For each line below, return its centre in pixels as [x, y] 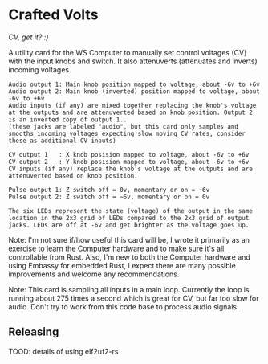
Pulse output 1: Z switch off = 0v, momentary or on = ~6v [109, 190]
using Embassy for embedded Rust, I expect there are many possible [122, 265]
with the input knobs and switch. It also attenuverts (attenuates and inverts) [133, 61]
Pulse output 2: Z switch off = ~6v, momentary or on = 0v [109, 197]
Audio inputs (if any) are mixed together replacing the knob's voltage [132, 105]
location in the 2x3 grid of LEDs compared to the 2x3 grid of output [129, 218]
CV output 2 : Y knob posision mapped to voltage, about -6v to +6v [129, 162]
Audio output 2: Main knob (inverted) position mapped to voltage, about [134, 91]
